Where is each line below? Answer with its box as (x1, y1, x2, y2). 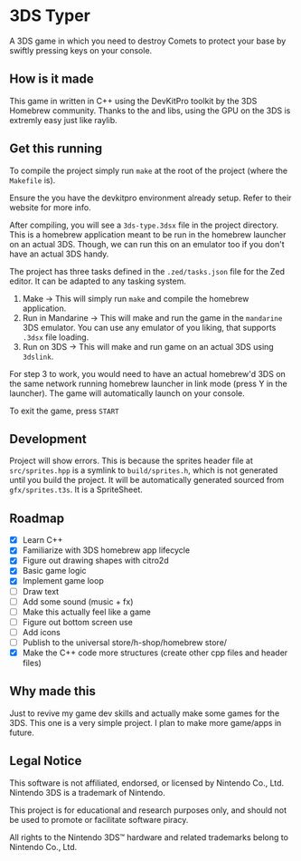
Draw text (22, 585, 60, 596)
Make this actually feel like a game (22, 606, 151, 617)
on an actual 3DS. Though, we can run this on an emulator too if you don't (9, 238, 285, 249)
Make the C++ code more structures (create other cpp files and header (22, 647, 288, 658)
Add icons (22, 626, 61, 637)
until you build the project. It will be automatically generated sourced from (9, 475, 285, 486)
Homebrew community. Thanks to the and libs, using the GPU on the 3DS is (9, 105, 291, 116)
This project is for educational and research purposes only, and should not (9, 804, 287, 816)
